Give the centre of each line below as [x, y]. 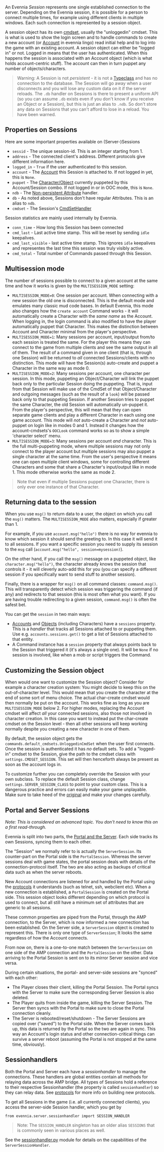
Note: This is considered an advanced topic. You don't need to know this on [82, 822]
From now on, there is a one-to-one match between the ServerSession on [79, 947]
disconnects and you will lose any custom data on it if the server [82, 88]
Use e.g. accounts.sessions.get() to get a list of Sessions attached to [82, 634]
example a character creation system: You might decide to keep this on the [80, 687]
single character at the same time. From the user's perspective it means [84, 456]
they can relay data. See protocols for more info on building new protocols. [80, 1092]
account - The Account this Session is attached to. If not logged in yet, [83, 172]
